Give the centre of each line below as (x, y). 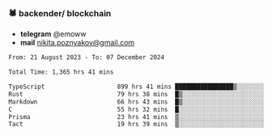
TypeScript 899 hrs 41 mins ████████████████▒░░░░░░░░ (137, 87)
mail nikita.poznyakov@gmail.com (77, 43)
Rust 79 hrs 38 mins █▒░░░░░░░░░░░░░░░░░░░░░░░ (137, 94)
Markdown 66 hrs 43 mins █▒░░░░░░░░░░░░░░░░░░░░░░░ (137, 102)
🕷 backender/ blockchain (60, 13)
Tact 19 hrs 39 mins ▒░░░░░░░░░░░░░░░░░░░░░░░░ (137, 125)
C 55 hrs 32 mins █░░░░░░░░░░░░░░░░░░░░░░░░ (137, 109)
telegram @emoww (53, 34)
